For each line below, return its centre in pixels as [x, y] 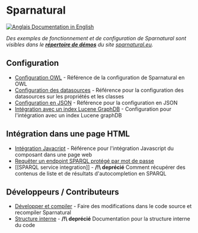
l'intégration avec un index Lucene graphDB [68, 115]
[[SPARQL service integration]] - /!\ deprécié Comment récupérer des [100, 167]
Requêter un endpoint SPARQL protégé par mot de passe [84, 161]
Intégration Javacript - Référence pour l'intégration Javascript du [94, 148]
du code [25, 225]
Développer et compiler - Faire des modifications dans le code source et [103, 206]
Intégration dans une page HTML [68, 134]
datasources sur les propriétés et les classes [69, 96]
